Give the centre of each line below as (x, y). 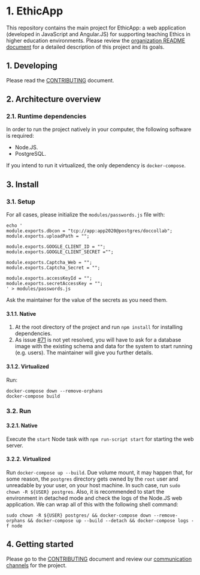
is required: (20, 136)
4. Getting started (40, 545)
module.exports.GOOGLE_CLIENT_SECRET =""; (60, 252)
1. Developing (32, 66)
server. (15, 445)
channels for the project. (37, 565)
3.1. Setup (21, 201)
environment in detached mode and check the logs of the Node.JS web (94, 498)
